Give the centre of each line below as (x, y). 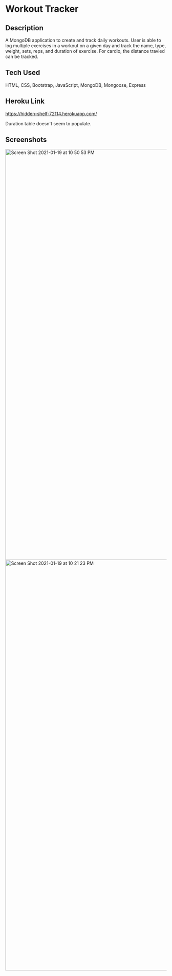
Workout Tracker (42, 9)
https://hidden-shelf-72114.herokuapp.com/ (51, 113)
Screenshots (26, 140)
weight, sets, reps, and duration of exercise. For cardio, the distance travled (85, 51)
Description (24, 28)
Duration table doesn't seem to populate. (48, 123)
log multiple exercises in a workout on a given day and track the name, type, (86, 46)
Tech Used (23, 73)
